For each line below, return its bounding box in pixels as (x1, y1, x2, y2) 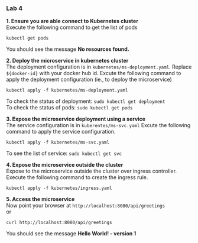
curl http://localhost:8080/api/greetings (6, 220, 112, 226)
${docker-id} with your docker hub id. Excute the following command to (6, 70, 181, 77)
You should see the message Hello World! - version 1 (6, 230, 137, 237)
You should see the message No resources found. (6, 46, 129, 53)
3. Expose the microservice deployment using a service (6, 115, 146, 122)
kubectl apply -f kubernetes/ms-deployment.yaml (6, 88, 128, 93)
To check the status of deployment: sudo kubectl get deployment (6, 98, 165, 105)
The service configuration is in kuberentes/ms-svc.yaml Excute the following (6, 122, 191, 129)
